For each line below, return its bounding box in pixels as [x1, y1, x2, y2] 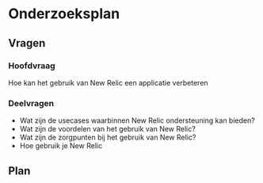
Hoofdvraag [8, 60, 55, 71]
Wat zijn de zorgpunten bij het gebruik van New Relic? [19, 132, 196, 143]
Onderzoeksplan [8, 5, 120, 23]
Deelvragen [8, 97, 54, 109]
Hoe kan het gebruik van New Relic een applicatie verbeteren [8, 78, 208, 87]
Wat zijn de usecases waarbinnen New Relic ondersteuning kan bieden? [19, 116, 255, 125]
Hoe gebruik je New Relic [19, 141, 103, 151]
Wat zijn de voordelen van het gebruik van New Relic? [19, 124, 196, 134]
